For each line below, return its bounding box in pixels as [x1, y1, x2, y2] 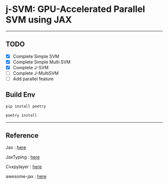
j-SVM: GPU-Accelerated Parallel [5, 3, 145, 15]
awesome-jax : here [5, 174, 47, 180]
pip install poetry [5, 104, 46, 109]
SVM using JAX [5, 14, 72, 25]
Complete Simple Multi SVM [12, 59, 71, 65]
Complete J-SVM [12, 64, 49, 70]
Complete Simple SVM [12, 53, 59, 59]
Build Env [5, 91, 35, 99]
